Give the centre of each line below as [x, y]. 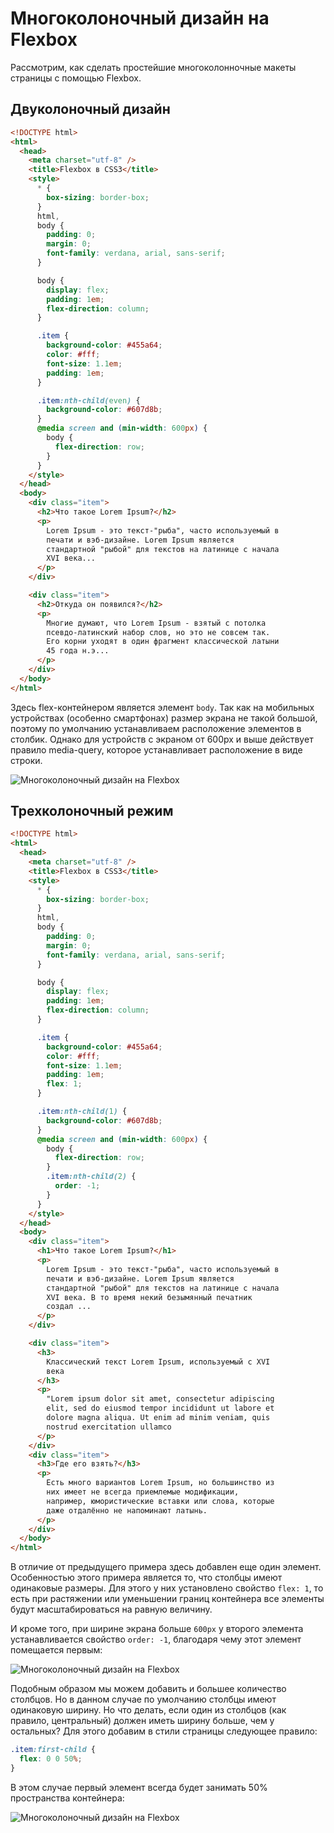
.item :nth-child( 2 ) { [91, 1177]
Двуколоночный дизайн [90, 109]
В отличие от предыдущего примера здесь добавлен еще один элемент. [166, 1567]
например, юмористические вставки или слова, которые [160, 1501]
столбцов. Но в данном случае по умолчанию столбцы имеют [143, 1699]
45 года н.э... [78, 651]
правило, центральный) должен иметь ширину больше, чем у [142, 1721]
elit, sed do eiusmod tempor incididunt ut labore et [160, 1408]
